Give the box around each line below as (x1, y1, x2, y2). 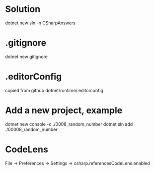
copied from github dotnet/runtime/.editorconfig (5, 87, 103, 93)
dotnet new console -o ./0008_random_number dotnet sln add (5, 121, 133, 127)
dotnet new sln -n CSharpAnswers (5, 20, 76, 26)
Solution (5, 3, 41, 15)
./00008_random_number (5, 126, 58, 132)
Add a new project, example (5, 105, 123, 116)
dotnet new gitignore (5, 54, 48, 59)
